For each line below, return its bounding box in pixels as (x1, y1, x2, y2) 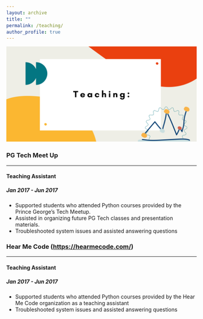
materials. (14, 221, 40, 228)
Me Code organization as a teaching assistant (14, 299, 129, 306)
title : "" (6, 16, 31, 22)
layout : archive (6, 10, 47, 16)
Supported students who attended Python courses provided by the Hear (14, 293, 195, 300)
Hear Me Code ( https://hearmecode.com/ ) (6, 242, 134, 251)
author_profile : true (6, 29, 61, 35)
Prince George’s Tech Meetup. (14, 208, 91, 216)
